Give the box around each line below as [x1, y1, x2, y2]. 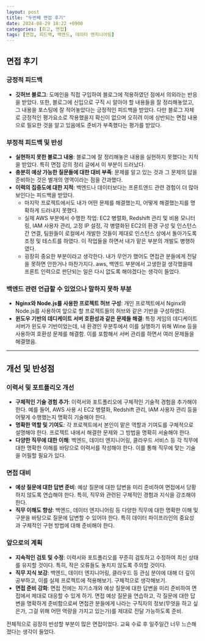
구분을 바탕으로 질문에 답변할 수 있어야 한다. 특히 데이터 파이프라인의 [15, 514, 178, 522]
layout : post [6, 9, 40, 15]
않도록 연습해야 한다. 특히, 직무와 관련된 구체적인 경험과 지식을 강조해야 [26, 491, 196, 498]
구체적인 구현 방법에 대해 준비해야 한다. [21, 522, 115, 529]
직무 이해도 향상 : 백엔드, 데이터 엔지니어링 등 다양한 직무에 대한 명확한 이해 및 [15, 506, 198, 514]
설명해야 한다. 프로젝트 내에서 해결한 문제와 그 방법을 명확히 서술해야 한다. [15, 429, 191, 436]
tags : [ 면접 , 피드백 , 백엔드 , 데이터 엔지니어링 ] [6, 32, 115, 38]
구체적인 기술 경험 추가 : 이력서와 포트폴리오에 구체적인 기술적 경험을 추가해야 [15, 398, 197, 406]
